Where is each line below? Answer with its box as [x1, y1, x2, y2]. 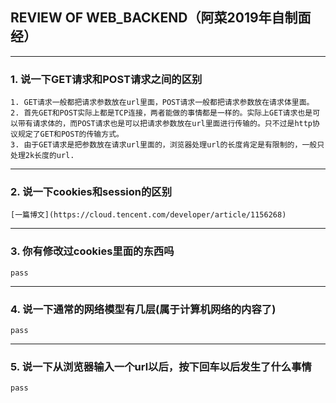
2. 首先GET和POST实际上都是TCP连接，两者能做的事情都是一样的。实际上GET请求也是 [10, 108, 313, 118]
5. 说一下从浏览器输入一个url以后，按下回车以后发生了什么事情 [10, 359, 312, 373]
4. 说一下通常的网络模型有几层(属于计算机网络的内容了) [10, 302, 277, 316]
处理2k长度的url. [10, 151, 75, 161]
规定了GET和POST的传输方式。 [17, 129, 124, 140]
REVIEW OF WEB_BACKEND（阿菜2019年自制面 [10, 9, 312, 27]
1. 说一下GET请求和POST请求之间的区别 [10, 72, 203, 86]
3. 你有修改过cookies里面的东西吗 [10, 244, 175, 258]
